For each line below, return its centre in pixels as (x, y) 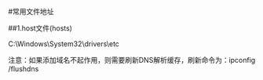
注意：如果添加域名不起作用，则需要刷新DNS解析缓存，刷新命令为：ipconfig (132, 60)
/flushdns (24, 69)
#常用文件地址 (31, 11)
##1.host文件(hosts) (40, 28)
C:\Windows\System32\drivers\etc (64, 44)
